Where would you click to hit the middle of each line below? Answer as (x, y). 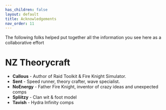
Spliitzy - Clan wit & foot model (44, 97)
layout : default (22, 14)
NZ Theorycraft (38, 63)
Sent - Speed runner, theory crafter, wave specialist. (66, 81)
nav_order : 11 (20, 23)
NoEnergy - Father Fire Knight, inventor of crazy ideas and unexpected (85, 87)
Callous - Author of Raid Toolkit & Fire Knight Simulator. (69, 76)
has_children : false (27, 10)
